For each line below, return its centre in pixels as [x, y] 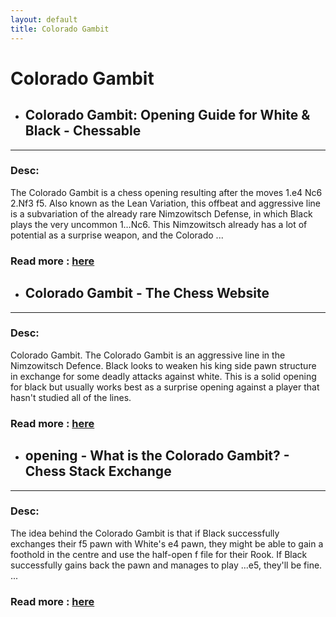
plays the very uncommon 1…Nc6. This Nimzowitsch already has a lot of [159, 224]
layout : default [44, 19]
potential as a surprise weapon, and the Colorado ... [117, 235]
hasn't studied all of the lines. [71, 397]
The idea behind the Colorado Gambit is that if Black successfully [145, 533]
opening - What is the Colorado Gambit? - [157, 456]
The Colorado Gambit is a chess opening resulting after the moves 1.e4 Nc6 [166, 192]
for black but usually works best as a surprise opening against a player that [165, 387]
